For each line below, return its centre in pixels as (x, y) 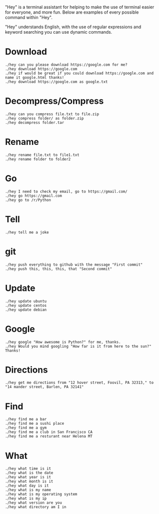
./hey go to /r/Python (28, 200)
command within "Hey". (29, 17)
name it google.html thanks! (35, 78)
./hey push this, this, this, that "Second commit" (59, 269)
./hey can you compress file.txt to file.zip (52, 114)
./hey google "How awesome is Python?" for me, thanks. (63, 342)
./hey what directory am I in (36, 507)
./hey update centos (26, 305)
